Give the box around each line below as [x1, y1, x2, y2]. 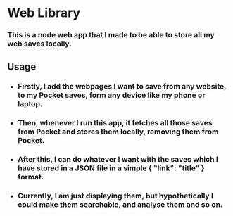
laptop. [17, 99, 43, 109]
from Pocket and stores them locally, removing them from [17, 127, 219, 136]
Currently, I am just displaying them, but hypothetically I [17, 191, 213, 201]
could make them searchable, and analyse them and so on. [17, 200, 223, 210]
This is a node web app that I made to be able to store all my [7, 30, 215, 40]
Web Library [7, 5, 81, 21]
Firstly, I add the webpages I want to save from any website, [17, 82, 227, 91]
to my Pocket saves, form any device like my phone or [17, 90, 206, 100]
